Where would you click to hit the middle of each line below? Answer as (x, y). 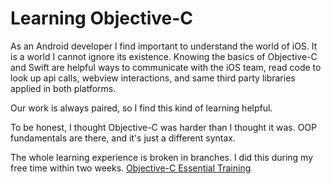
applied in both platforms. (63, 88)
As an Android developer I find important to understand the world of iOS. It (164, 46)
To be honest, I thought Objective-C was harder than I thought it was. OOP (164, 127)
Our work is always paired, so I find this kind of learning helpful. (141, 108)
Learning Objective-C (102, 18)
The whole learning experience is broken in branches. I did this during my (162, 157)
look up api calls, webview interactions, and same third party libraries (153, 78)
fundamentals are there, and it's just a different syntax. (123, 138)
